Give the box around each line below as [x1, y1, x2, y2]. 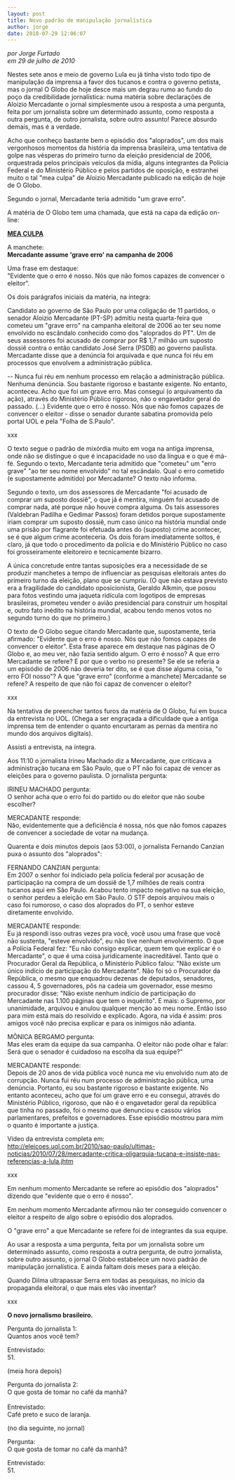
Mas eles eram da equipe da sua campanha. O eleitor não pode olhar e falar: [7, 1040, 229, 1049]
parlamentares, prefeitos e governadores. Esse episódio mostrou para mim [7, 1114, 224, 1122]
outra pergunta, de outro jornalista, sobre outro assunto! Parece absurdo [7, 115, 217, 124]
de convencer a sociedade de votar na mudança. [7, 829, 149, 837]
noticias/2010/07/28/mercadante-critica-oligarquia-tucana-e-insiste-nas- [7, 1149, 221, 1158]
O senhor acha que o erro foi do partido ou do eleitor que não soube [7, 793, 205, 801]
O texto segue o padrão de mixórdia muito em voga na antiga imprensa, [7, 445, 214, 453]
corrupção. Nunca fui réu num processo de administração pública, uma [7, 1076, 214, 1085]
